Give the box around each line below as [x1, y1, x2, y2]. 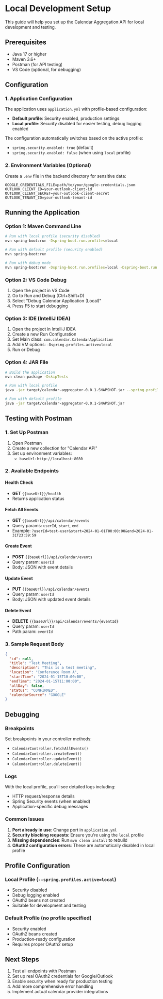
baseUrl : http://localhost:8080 [19, 455, 83, 461]
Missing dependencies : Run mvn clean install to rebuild [12, 837, 128, 843]
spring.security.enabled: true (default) [12, 145, 94, 150]
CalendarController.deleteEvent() [12, 762, 82, 767]
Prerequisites [5, 38, 47, 47]
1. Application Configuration [5, 95, 73, 102]
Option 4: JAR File [5, 359, 49, 366]
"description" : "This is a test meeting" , [9, 666, 97, 670]
